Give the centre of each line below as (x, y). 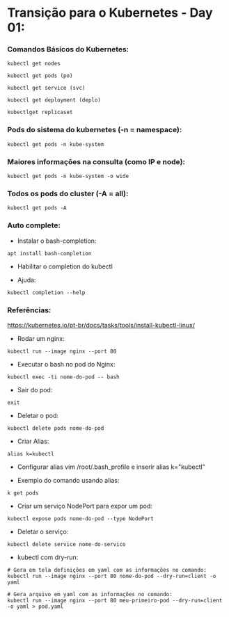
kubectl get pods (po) (40, 76)
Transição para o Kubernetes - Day (110, 13)
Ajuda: (26, 280)
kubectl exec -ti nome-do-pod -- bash (63, 377)
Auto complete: (34, 225)
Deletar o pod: (38, 415)
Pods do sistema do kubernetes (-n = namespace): (95, 130)
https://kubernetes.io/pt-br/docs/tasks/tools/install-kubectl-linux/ (101, 325)
